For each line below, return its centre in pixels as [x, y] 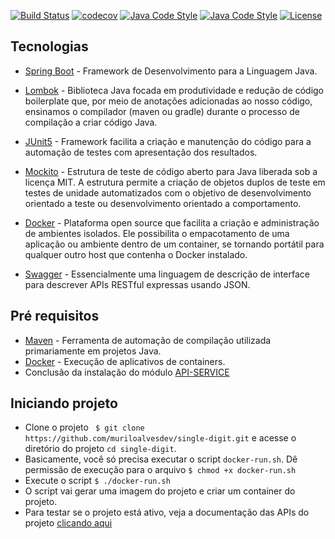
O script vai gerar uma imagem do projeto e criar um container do [160, 491]
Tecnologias [49, 46]
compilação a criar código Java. [91, 122]
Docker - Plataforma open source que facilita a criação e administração [172, 222]
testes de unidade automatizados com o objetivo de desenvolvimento [168, 192]
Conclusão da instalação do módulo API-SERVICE [127, 372]
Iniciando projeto [64, 403]
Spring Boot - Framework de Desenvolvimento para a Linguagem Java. [171, 71]
